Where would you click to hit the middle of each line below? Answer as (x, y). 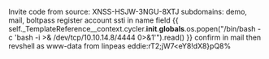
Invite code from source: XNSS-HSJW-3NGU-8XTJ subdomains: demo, (128, 12)
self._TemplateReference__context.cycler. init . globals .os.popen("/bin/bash (132, 29)
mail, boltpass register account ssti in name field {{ (93, 20)
